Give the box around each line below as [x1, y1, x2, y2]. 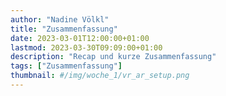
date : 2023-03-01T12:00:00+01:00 [10, 33, 150, 43]
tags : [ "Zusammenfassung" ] [10, 61, 123, 71]
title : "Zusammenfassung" [10, 24, 118, 34]
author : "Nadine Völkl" [10, 14, 110, 25]
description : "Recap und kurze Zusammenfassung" [10, 52, 217, 62]
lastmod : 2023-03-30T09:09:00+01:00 [10, 42, 163, 53]
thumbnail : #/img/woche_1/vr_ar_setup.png [10, 71, 190, 81]
